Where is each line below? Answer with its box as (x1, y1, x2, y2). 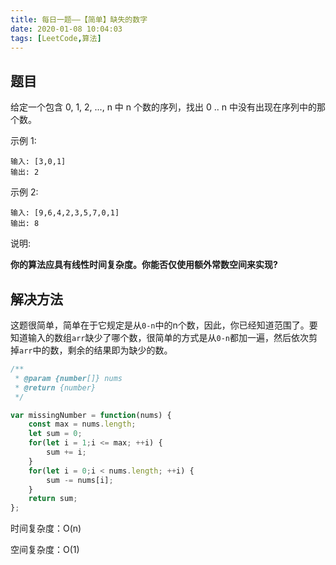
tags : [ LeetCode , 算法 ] (10, 33, 102, 43)
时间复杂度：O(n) (10, 522, 82, 535)
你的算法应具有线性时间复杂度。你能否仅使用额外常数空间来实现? (10, 259, 278, 271)
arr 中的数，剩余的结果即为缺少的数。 (19, 344, 173, 356)
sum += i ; (46, 447, 87, 457)
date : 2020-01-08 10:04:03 (10, 24, 123, 34)
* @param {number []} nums (14, 373, 123, 383)
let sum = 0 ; (28, 429, 83, 439)
